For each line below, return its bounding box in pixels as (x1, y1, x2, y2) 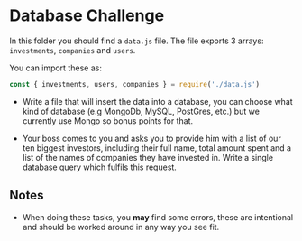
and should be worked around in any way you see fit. (22, 221, 220, 232)
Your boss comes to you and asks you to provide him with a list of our (22, 133, 281, 144)
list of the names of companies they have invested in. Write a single (22, 152, 273, 162)
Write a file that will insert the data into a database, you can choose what (22, 96, 293, 107)
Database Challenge (9, 5, 165, 26)
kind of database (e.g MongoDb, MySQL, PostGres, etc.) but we (22, 106, 260, 116)
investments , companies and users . (9, 44, 136, 55)
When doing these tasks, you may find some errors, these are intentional (22, 211, 294, 222)
